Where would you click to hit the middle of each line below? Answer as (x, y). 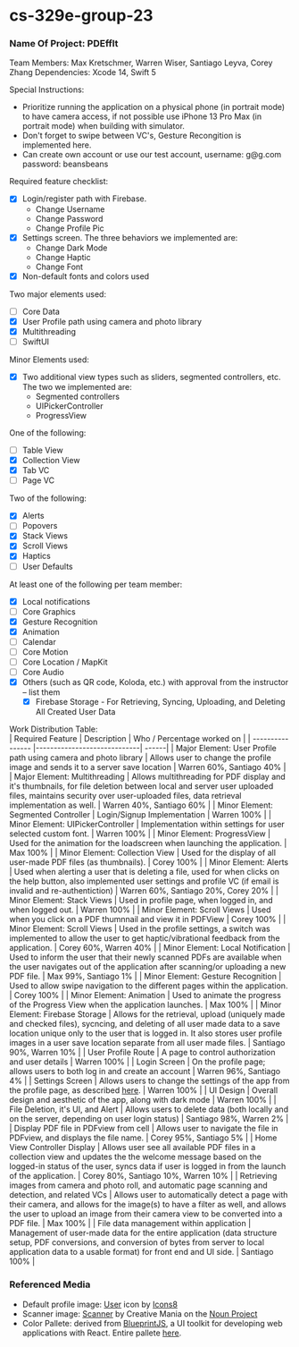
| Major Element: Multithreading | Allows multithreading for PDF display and (147, 777)
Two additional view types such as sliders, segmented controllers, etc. (151, 377)
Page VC (38, 480)
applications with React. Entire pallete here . (102, 1333)
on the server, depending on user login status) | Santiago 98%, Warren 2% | (149, 1119)
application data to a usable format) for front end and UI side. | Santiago (141, 1252)
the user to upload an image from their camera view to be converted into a (146, 1214)
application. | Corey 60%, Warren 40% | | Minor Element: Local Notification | (150, 948)
